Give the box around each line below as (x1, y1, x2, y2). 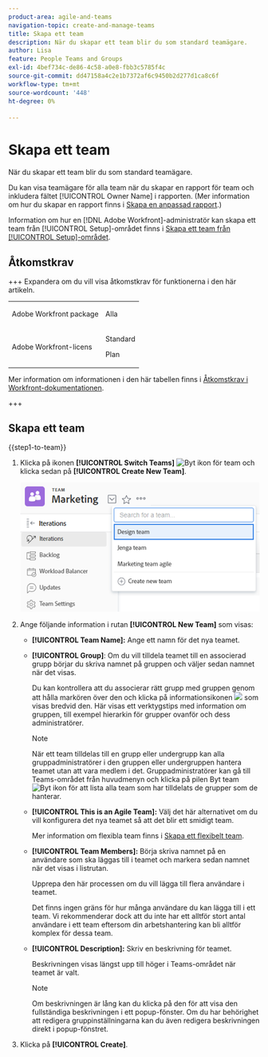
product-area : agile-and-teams (8, 13, 112, 21)
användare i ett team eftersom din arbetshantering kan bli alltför (31, 920, 242, 930)
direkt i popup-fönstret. (31, 1024, 109, 1034)
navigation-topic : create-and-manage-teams (8, 21, 156, 30)
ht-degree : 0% (8, 97, 56, 105)
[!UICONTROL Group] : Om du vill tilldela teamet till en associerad (31, 651, 246, 661)
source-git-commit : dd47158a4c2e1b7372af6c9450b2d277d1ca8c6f (8, 72, 219, 80)
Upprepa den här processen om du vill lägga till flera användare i (31, 879, 245, 888)
